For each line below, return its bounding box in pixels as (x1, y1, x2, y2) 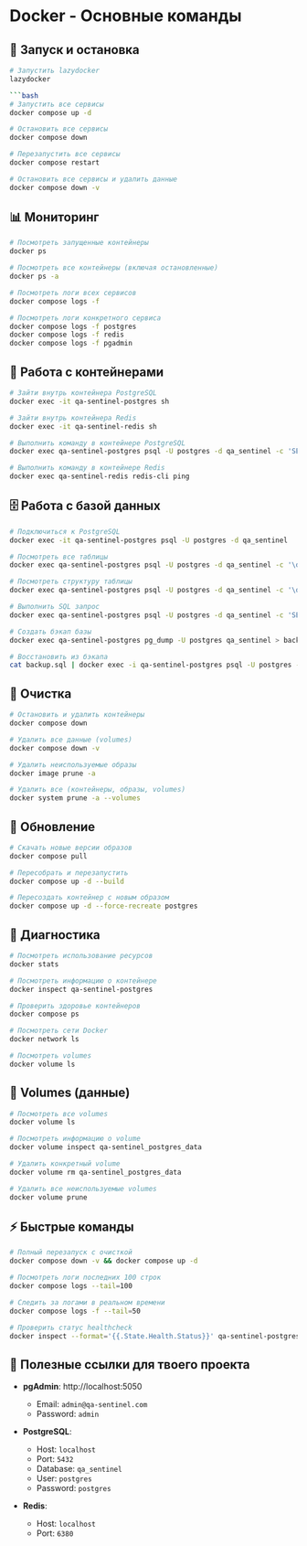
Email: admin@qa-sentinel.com (36, 1399, 148, 1410)
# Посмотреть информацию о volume (9, 1135, 142, 1144)
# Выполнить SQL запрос (9, 602, 101, 612)
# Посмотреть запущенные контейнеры (9, 239, 149, 248)
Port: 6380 (36, 1528, 74, 1539)
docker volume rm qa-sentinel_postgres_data (9, 1167, 182, 1177)
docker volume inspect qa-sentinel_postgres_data (9, 1143, 203, 1152)
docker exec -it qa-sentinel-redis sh (9, 421, 157, 431)
